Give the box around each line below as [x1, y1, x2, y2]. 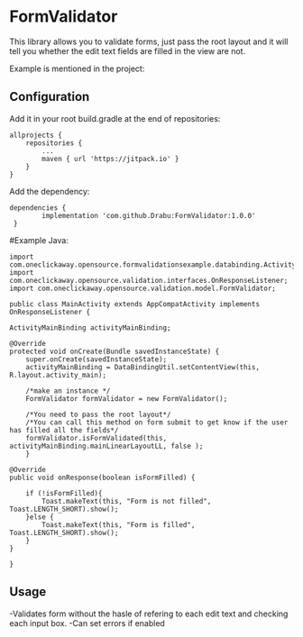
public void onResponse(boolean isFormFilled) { [9, 473, 196, 482]
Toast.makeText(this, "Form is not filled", [41, 496, 212, 505]
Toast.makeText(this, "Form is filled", [41, 520, 196, 529]
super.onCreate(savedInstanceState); [25, 354, 168, 364]
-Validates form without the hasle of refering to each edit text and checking [9, 608, 289, 619]
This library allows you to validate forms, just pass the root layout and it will [9, 36, 289, 47]
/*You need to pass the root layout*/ [25, 410, 171, 419]
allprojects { [9, 131, 63, 140]
